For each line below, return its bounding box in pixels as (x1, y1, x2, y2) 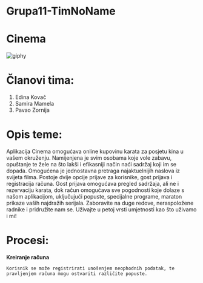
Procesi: (6, 234, 49, 247)
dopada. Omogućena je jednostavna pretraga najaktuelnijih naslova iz (6, 167, 181, 174)
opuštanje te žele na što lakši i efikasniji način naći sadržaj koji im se (6, 161, 177, 168)
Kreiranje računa (6, 253, 50, 261)
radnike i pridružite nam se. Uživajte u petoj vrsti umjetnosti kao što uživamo (6, 206, 197, 213)
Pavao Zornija (15, 106, 50, 114)
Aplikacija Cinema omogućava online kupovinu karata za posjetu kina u (6, 148, 184, 155)
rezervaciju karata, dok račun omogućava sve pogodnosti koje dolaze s (6, 186, 185, 194)
